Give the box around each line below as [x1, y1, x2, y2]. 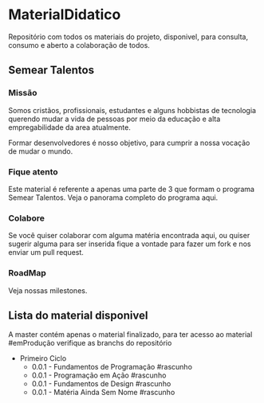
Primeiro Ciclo [19, 354, 67, 363]
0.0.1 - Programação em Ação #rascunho [31, 370, 167, 380]
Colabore [8, 213, 45, 224]
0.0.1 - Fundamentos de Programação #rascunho [31, 362, 193, 372]
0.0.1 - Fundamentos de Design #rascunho [31, 379, 171, 389]
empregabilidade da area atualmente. [8, 122, 132, 132]
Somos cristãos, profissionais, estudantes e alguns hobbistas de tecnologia [8, 105, 257, 115]
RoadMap [8, 268, 46, 279]
